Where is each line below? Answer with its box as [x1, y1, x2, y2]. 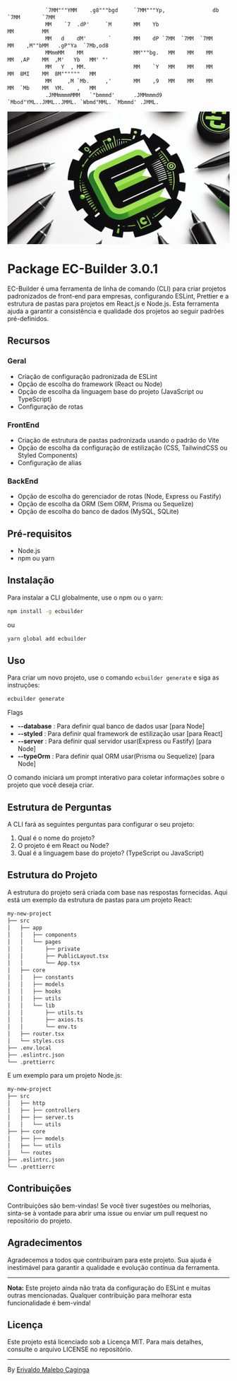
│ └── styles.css [7, 1037, 65, 1044]
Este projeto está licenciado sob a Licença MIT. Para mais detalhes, [7, 1338, 203, 1346]
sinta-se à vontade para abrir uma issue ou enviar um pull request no [7, 1208, 208, 1217]
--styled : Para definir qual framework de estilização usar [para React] [17, 730, 223, 738]
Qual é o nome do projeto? [17, 834, 95, 842]
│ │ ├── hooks [7, 988, 61, 995]
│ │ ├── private [7, 945, 80, 952]
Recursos [7, 335, 51, 347]
